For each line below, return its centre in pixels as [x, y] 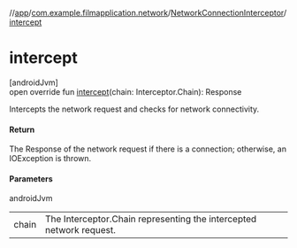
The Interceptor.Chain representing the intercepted [151, 219]
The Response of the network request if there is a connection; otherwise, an [148, 149]
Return [22, 129]
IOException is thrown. [50, 159]
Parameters [31, 178]
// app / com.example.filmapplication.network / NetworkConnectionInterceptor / [148, 13]
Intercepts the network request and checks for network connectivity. [134, 109]
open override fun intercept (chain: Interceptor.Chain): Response [126, 91]
